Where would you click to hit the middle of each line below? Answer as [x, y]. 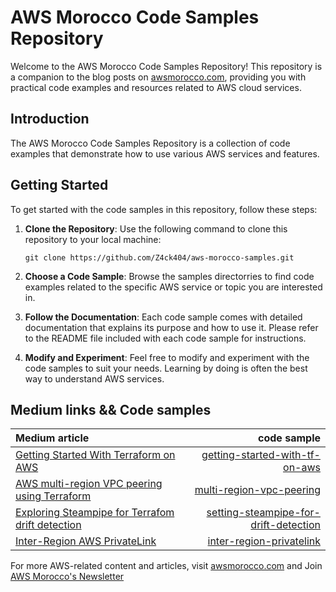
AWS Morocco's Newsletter [67, 577]
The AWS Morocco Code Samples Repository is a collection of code [150, 143]
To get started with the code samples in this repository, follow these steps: [164, 209]
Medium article [52, 438]
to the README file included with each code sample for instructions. [165, 338]
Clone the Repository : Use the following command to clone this [156, 228]
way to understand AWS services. [94, 378]
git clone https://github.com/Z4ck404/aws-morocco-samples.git [159, 257]
